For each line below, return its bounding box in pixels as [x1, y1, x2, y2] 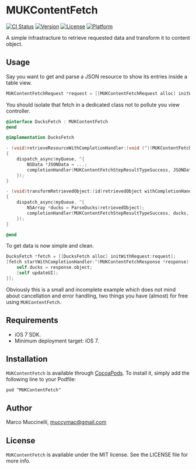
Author [6, 403, 32, 413]
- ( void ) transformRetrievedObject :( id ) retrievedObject [6, 189, 142, 194]
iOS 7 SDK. [14, 331, 41, 338]
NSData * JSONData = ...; [27, 162, 87, 167]
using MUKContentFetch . [6, 298, 62, 305]
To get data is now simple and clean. [6, 242, 94, 249]
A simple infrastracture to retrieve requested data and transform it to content [6, 34, 190, 41]
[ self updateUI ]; [16, 270, 59, 276]
